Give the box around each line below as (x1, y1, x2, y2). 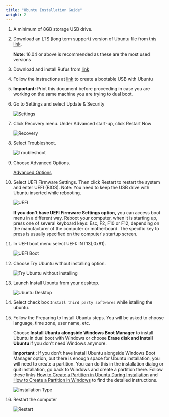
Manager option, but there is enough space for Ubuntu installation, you (13, 355, 160, 361)
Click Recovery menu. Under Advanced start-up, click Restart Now (13, 120, 152, 126)
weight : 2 (6, 12, 27, 17)
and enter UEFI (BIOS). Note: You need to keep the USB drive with (13, 184, 150, 190)
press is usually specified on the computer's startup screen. (13, 231, 138, 237)
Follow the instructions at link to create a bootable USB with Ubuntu (13, 76, 153, 82)
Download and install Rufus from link (13, 66, 90, 72)
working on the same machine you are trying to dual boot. (13, 91, 133, 97)
